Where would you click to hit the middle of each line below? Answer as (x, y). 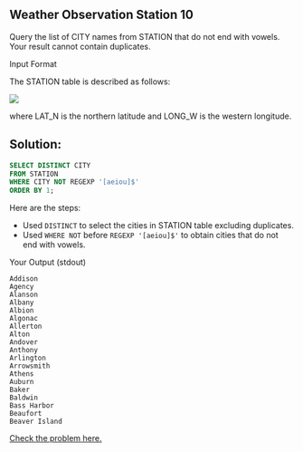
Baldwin (24, 398)
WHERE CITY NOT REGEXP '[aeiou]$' (75, 182)
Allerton (26, 327)
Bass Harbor (32, 406)
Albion (22, 311)
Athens (22, 374)
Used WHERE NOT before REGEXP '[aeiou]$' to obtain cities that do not (150, 236)
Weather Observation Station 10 (102, 15)
